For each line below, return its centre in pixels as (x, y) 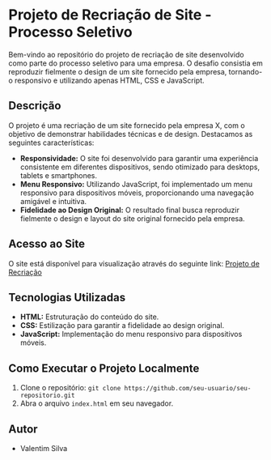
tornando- (246, 71)
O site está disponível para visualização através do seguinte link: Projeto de (134, 263)
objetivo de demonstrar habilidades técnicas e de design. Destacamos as (131, 134)
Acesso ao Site (47, 244)
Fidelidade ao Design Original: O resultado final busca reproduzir (130, 210)
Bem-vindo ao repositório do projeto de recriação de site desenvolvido (126, 54)
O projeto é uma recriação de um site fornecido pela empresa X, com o (127, 125)
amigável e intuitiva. (53, 201)
